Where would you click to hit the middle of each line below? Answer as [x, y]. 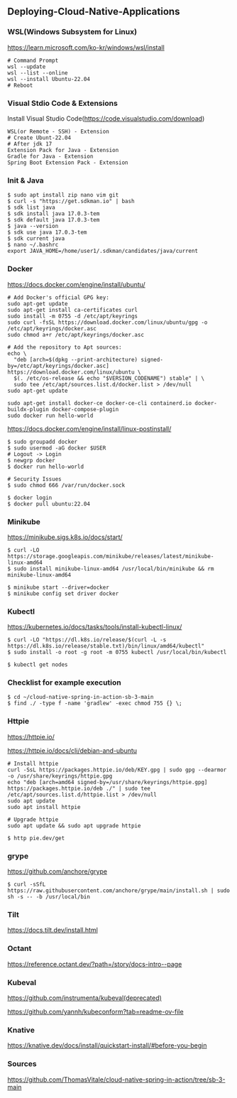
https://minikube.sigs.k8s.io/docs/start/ [65, 537]
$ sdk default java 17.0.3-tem [54, 220]
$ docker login [30, 498]
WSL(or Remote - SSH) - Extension [59, 131]
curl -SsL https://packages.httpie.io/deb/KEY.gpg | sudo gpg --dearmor [117, 770]
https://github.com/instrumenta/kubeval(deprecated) [84, 998]
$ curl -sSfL [27, 885]
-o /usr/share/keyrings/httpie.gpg [60, 776]
